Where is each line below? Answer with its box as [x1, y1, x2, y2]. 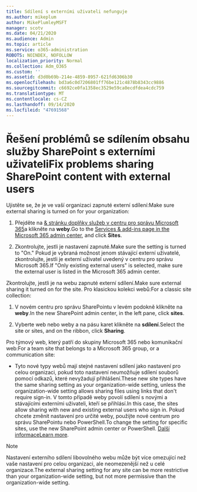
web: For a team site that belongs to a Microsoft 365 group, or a [6, 345, 160, 352]
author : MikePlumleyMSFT [6, 19, 67, 25]
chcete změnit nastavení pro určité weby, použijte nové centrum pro [14, 413, 180, 420]
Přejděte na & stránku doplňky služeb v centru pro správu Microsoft [14, 219, 179, 226]
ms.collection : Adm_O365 [6, 63, 67, 69]
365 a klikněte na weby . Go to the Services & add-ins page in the [14, 226, 170, 233]
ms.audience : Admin [6, 36, 54, 42]
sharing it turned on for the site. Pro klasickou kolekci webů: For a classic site [6, 286, 192, 293]
